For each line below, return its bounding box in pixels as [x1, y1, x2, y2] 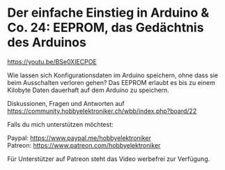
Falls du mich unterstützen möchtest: [7, 120, 114, 128]
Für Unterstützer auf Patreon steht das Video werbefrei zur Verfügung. [7, 155, 210, 163]
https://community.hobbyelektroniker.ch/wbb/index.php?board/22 [7, 107, 197, 115]
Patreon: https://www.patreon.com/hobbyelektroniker [7, 141, 161, 149]
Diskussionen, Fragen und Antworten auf [7, 99, 125, 107]
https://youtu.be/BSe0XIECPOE [7, 57, 98, 65]
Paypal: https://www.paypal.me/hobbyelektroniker [7, 134, 152, 142]
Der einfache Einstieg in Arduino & [7, 5, 210, 21]
